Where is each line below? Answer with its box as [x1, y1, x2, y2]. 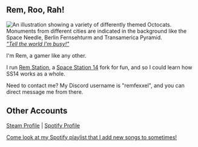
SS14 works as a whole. [6, 70, 65, 77]
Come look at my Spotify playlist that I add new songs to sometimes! [6, 133, 177, 141]
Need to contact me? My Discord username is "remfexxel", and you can [6, 82, 185, 89]
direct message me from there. [6, 88, 84, 96]
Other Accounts [6, 106, 68, 116]
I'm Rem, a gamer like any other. [6, 51, 87, 59]
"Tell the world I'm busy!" [6, 40, 70, 47]
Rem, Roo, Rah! [6, 5, 65, 15]
